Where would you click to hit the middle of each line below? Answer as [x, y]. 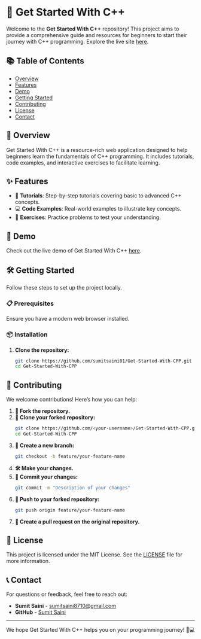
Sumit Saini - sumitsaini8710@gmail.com [66, 606]
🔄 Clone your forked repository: [55, 418]
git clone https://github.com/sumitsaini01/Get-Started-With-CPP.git [103, 361]
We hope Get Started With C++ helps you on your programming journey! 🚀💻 [100, 630]
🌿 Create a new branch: [45, 445]
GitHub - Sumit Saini [40, 612]
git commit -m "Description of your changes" [72, 488]
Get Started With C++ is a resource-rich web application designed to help [97, 150]
